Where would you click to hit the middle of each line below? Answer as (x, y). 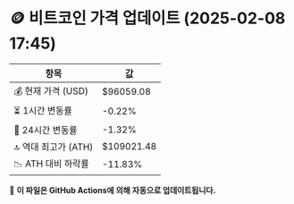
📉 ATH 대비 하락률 (51, 164)
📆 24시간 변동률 (46, 130)
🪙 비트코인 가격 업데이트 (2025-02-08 (147, 18)
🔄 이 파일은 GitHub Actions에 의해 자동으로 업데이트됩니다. (113, 190)
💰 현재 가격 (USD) (51, 90)
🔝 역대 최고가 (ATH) (54, 147)
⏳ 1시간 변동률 (43, 110)
